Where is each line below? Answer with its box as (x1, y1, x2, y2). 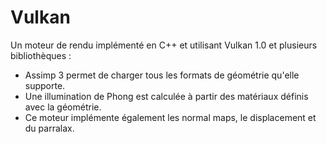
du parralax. (24, 122, 75, 134)
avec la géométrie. (24, 101, 102, 113)
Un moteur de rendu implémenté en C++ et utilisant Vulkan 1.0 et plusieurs (10, 39, 318, 51)
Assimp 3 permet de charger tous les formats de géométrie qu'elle (24, 69, 300, 81)
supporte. (24, 79, 66, 91)
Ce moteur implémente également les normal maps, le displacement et (24, 111, 317, 123)
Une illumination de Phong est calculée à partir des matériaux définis (24, 90, 309, 102)
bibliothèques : (10, 49, 72, 61)
